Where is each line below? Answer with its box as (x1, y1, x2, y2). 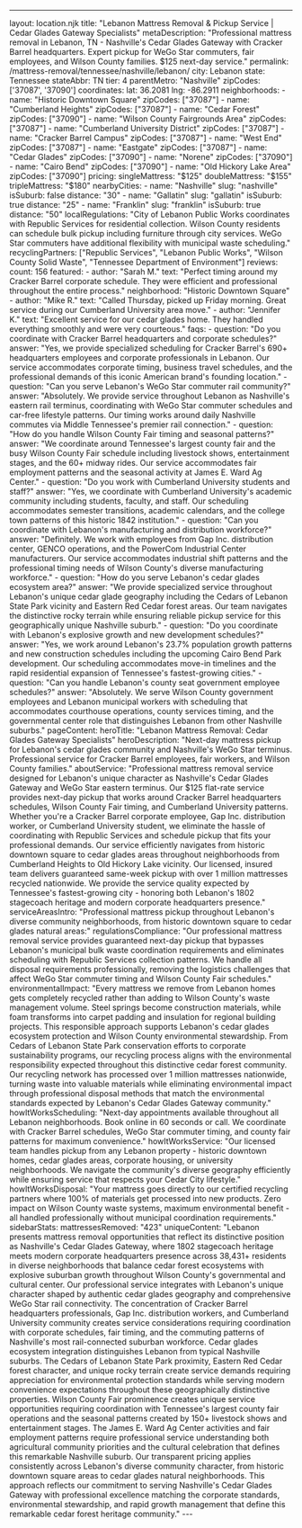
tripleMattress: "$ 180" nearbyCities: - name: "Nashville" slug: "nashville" (9, 181, 279, 191)
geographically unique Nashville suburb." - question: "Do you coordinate (9, 620, 279, 630)
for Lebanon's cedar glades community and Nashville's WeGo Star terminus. (9, 744, 293, 755)
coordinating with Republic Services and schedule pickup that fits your (9, 830, 271, 841)
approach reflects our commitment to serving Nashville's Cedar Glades (9, 1480, 272, 1490)
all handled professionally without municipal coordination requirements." (9, 1212, 277, 1223)
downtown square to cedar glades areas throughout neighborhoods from (9, 849, 280, 860)
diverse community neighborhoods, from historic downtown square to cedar (9, 916, 292, 926)
